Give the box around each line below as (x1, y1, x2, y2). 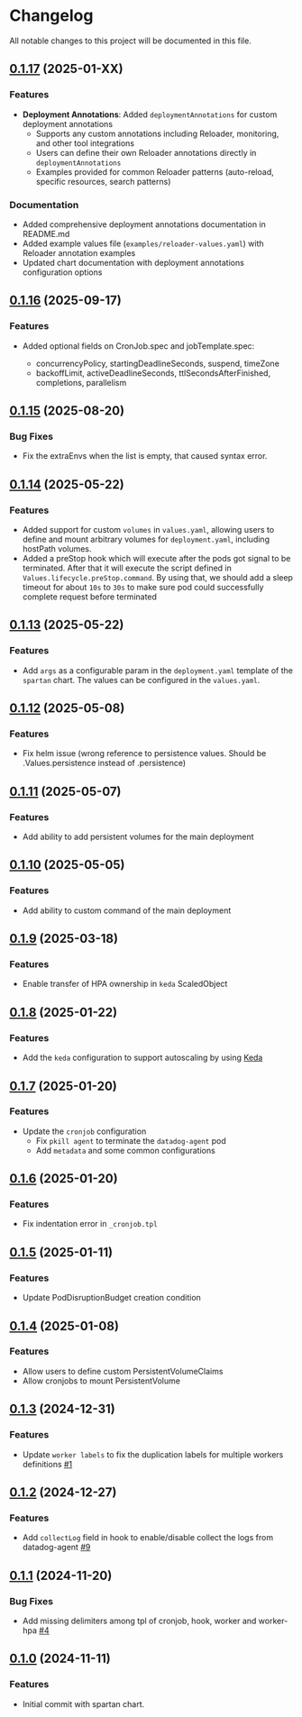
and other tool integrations (35, 137, 135, 149)
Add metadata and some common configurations (35, 1145, 216, 1155)
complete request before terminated (22, 591, 158, 602)
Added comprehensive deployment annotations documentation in (22, 218, 266, 230)
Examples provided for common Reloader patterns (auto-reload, (35, 166, 275, 177)
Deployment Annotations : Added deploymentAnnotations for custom (22, 109, 278, 120)
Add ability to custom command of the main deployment (22, 905, 232, 916)
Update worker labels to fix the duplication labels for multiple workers (22, 1448, 284, 1460)
